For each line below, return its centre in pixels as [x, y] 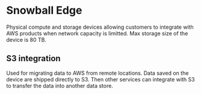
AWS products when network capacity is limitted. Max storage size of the [97, 33]
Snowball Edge [44, 10]
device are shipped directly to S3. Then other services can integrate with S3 [100, 79]
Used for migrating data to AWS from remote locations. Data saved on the [97, 73]
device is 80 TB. [26, 40]
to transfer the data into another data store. [60, 86]
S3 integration [34, 58]
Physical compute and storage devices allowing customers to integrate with [100, 27]
